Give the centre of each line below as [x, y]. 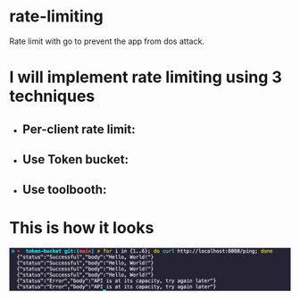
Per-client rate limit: [79, 129]
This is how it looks [82, 228]
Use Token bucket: [75, 159]
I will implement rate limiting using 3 [146, 77]
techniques [52, 96]
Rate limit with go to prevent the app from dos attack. [107, 41]
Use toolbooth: [64, 190]
